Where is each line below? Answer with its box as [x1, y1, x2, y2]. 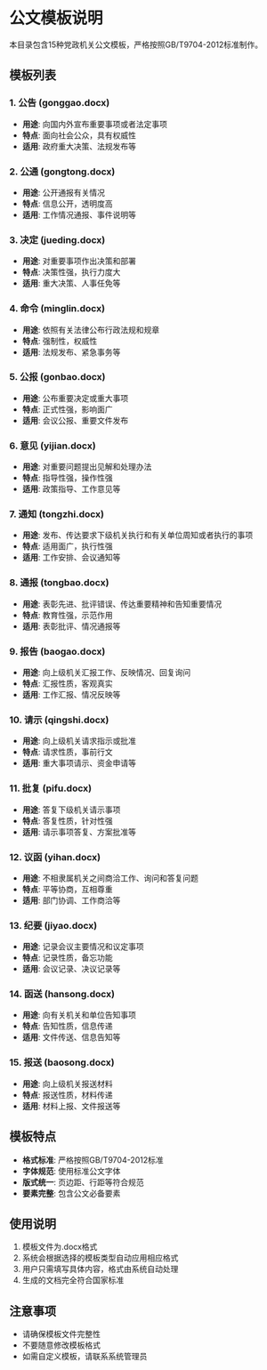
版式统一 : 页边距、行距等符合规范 [21, 1176, 144, 1188]
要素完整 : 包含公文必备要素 [21, 1188, 121, 1198]
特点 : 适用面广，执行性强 [21, 541, 113, 552]
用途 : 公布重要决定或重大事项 [21, 392, 129, 403]
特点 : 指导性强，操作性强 [21, 472, 113, 483]
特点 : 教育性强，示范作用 [21, 609, 113, 620]
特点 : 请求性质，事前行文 [21, 746, 113, 757]
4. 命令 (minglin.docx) [9, 302, 105, 315]
